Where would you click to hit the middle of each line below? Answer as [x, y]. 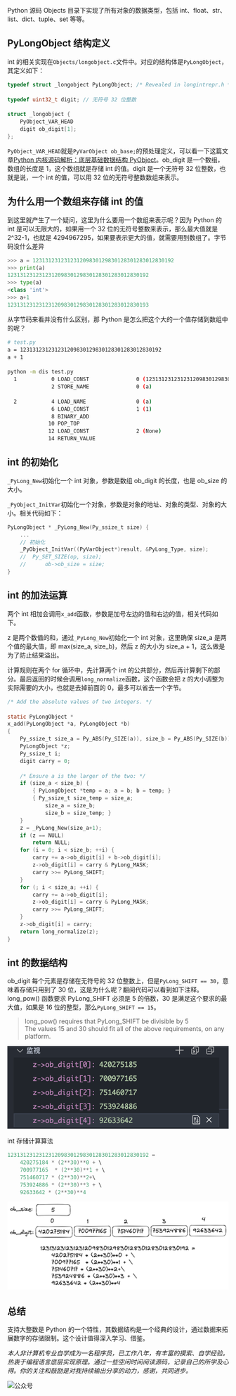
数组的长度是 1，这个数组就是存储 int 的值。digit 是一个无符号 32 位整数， [113, 168]
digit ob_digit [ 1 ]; [48, 129]
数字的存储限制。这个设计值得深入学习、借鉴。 [81, 1338]
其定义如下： [26, 70]
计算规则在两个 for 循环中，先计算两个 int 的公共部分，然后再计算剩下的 [111, 670]
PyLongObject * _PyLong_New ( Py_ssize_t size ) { [78, 527]
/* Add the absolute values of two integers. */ [80, 702]
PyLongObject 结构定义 [59, 43]
